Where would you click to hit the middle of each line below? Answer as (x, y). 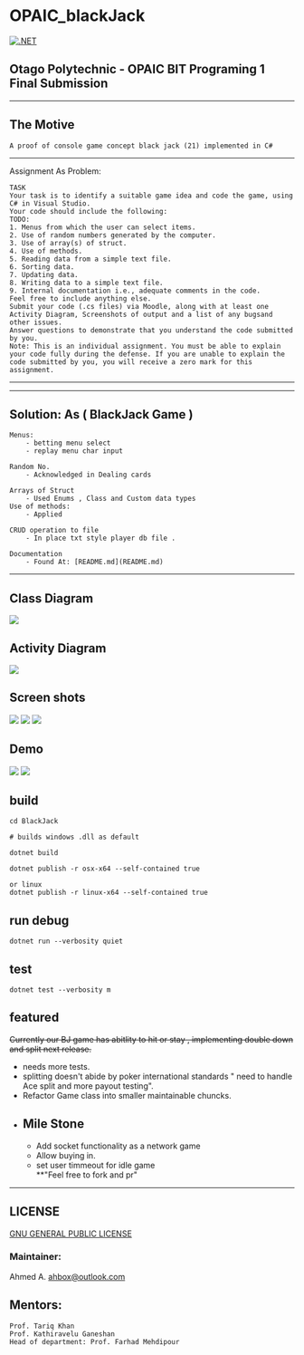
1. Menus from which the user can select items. (103, 227)
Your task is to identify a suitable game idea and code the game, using (152, 196)
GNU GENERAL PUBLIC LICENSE (71, 1234)
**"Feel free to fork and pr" (87, 1175)
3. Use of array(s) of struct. (68, 243)
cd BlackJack (34, 822)
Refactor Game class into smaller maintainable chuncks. (127, 1095)
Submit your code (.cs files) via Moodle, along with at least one (139, 306)
